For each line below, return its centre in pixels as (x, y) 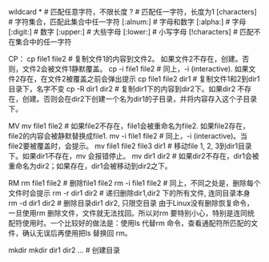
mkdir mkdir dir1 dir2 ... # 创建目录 (64, 250)
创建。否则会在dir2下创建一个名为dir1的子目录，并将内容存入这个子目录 (140, 99)
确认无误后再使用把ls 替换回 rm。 (77, 233)
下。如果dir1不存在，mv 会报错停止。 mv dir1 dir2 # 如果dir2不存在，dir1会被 (134, 156)
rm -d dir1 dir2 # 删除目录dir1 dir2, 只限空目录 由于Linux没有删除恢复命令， (131, 203)
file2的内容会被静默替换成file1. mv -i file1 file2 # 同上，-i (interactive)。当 (128, 136)
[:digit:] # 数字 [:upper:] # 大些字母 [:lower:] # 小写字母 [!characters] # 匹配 (131, 32)
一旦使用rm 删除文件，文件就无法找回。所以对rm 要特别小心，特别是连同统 (131, 213)
